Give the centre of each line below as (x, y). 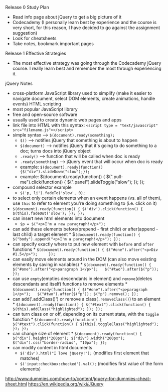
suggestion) (25, 33)
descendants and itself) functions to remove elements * (70, 284)
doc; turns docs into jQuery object (55, 151)
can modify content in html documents (52, 348)
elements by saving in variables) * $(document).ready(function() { (82, 265)
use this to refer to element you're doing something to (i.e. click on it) (85, 203)
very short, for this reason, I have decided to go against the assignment (86, 28)
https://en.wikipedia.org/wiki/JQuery (66, 384)
